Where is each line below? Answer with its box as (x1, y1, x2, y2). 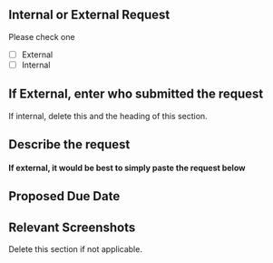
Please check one (8, 31, 75, 42)
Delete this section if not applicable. (8, 243, 142, 254)
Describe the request (8, 137, 131, 153)
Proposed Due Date (8, 188, 121, 204)
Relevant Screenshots (8, 219, 136, 235)
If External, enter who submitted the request (8, 86, 264, 102)
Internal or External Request (8, 7, 171, 23)
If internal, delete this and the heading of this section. (8, 110, 208, 121)
